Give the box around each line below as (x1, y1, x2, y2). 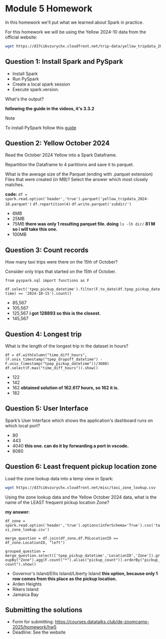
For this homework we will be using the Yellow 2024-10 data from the (5, 29, 147, 35)
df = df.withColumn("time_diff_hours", (5, 353, 87, 358)
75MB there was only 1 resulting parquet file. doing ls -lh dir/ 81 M (12, 221, 156, 227)
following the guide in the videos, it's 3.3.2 (5, 105, 95, 111)
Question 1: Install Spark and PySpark (5, 57, 124, 66)
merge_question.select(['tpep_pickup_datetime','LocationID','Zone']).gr (5, 553, 161, 558)
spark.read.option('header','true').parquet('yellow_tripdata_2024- (5, 196, 149, 202)
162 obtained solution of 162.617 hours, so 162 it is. (12, 385, 119, 391)
